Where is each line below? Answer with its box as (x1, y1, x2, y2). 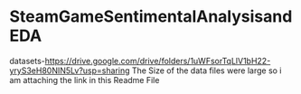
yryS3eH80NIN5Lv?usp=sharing (9, 65, 130, 76)
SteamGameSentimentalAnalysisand (9, 6, 293, 27)
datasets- (9, 55, 45, 66)
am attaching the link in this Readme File (9, 74, 160, 85)
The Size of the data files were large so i (131, 65, 282, 76)
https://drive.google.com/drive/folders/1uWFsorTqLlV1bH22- (44, 55, 271, 66)
